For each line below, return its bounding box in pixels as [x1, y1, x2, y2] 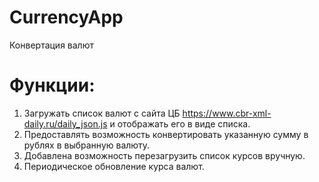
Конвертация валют [9, 39, 94, 51]
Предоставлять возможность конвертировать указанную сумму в [23, 128, 309, 140]
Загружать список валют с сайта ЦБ [23, 107, 181, 119]
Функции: [9, 74, 96, 97]
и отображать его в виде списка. [109, 117, 251, 130]
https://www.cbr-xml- [182, 107, 272, 119]
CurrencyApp [9, 6, 124, 29]
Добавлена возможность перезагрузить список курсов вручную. [23, 149, 306, 161]
